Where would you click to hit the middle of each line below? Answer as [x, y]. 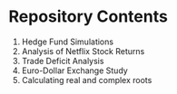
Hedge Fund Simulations [68, 42]
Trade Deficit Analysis [63, 61]
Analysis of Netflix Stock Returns [83, 51]
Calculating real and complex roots [87, 80]
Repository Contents [88, 17]
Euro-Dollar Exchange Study [74, 70]
